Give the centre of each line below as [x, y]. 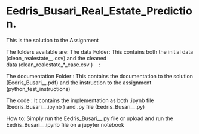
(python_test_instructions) [38, 89]
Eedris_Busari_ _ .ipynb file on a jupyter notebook [65, 124]
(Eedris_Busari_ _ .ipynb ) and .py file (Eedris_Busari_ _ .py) [76, 106]
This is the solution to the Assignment [53, 40]
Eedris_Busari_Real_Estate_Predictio [99, 11]
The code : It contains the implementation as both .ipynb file [80, 100]
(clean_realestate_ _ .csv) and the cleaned [56, 58]
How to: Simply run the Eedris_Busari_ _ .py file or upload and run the [90, 118]
